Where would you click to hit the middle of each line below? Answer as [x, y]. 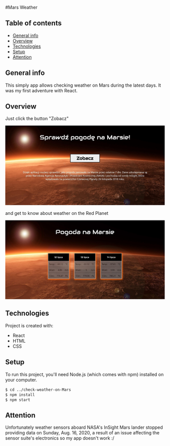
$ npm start [18, 400]
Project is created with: [29, 325]
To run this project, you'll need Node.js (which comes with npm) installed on [84, 374]
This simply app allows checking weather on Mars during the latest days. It [83, 85]
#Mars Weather [22, 7]
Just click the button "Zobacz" [37, 119]
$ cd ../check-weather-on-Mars [38, 390]
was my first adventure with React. [41, 90]
